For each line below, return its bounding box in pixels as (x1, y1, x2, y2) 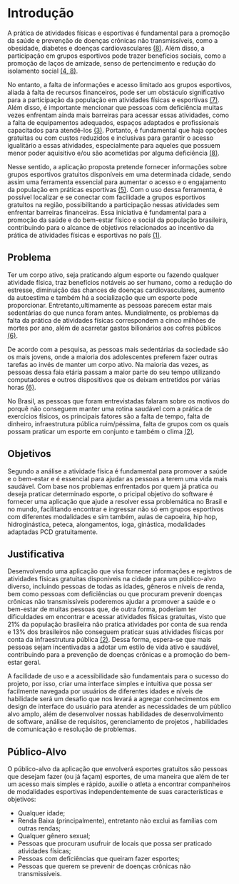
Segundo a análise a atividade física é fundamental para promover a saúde (7, 466, 228, 476)
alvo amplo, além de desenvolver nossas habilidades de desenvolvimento (7, 710, 224, 718)
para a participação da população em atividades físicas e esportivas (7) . (7, 95, 220, 104)
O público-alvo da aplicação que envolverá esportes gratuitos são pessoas (7, 765, 228, 773)
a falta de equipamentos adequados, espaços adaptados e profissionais (7, 118, 220, 126)
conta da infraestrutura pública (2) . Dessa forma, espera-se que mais (7, 636, 212, 644)
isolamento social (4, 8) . (7, 66, 78, 75)
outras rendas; (17, 824, 61, 833)
